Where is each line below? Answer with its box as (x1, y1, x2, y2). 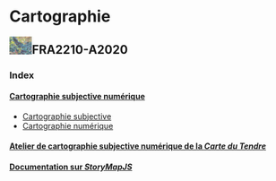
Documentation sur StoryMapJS (9, 161, 133, 172)
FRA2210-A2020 (31, 42, 128, 57)
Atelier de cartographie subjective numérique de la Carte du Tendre (9, 141, 267, 151)
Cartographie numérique (22, 120, 114, 131)
